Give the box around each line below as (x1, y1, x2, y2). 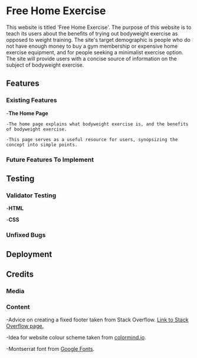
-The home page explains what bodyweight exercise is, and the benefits (6, 121, 189, 127)
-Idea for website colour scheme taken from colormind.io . (6, 334, 146, 341)
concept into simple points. (6, 142, 78, 148)
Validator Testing (6, 191, 57, 199)
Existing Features (6, 96, 57, 105)
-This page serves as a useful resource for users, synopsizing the (6, 136, 178, 142)
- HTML (6, 205, 24, 212)
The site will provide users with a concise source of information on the (6, 55, 177, 62)
